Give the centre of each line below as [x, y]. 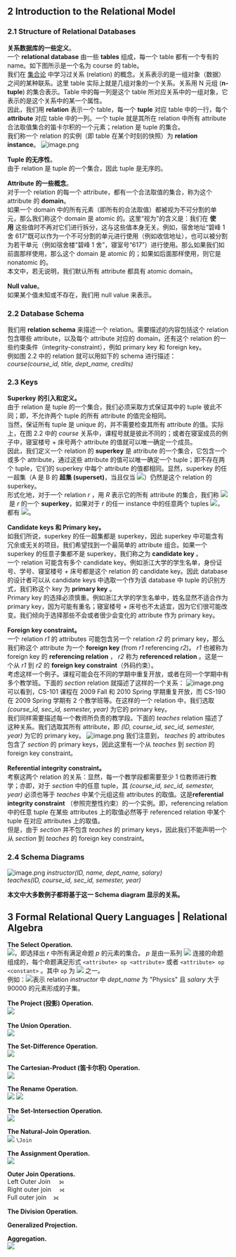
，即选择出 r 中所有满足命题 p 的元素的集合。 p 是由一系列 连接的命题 [119, 953]
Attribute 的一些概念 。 [40, 183]
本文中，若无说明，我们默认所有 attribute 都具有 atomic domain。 [102, 271]
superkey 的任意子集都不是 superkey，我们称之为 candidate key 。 [105, 554]
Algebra [25, 928]
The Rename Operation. [43, 1089]
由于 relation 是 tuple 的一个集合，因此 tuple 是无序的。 [87, 168]
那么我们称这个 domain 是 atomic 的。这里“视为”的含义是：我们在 [114, 218]
